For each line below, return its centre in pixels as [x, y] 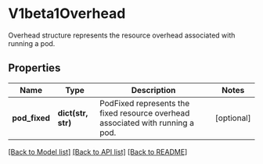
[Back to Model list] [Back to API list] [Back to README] [98, 152]
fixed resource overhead [144, 112]
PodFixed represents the [144, 103]
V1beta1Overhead [67, 14]
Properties [34, 68]
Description [153, 90]
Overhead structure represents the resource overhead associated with [122, 35]
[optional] [233, 118]
